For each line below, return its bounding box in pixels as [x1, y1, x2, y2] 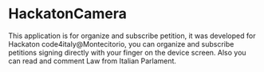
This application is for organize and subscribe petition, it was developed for [8, 31, 256, 40]
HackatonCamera [8, 5, 128, 23]
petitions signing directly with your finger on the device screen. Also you [8, 47, 246, 57]
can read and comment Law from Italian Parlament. [8, 56, 177, 66]
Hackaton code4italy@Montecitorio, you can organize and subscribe [8, 39, 234, 48]
